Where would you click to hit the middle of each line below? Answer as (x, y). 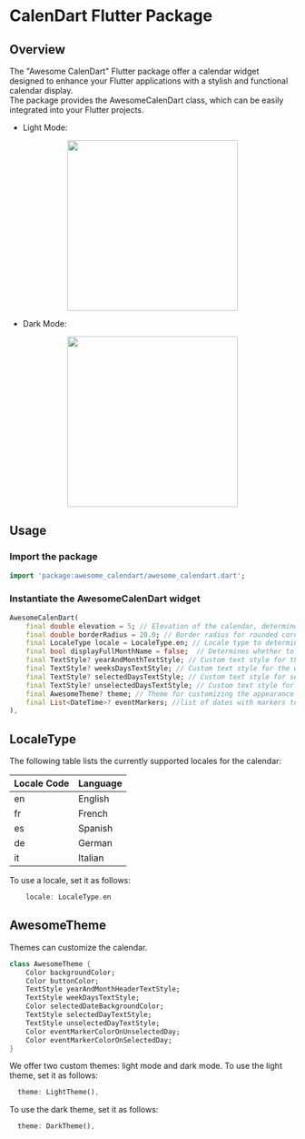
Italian (91, 858)
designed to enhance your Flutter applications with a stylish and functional (149, 81)
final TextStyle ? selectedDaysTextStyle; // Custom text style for (156, 677)
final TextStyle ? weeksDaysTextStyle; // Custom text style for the (158, 669)
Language (100, 783)
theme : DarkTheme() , (56, 1126)
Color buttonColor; (63, 981)
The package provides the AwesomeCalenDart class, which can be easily (147, 100)
